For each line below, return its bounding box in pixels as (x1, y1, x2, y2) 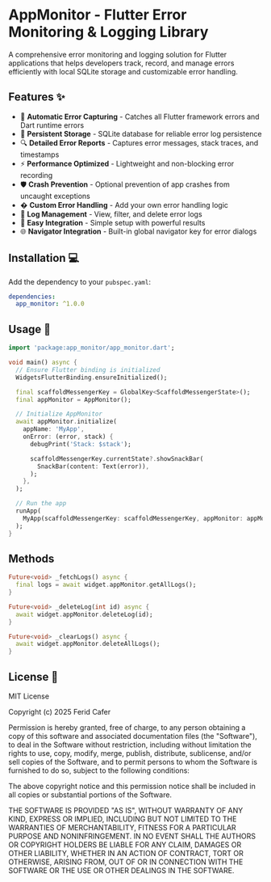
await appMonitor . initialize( (15, 418, 117, 426)
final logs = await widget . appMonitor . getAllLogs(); (15, 580, 197, 589)
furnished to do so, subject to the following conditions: (8, 766, 190, 775)
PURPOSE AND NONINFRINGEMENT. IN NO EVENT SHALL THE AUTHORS (8, 831, 256, 841)
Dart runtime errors (19, 120, 85, 130)
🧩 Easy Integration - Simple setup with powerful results (19, 217, 206, 227)
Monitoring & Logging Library (8, 23, 209, 41)
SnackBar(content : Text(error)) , (37, 462, 150, 471)
